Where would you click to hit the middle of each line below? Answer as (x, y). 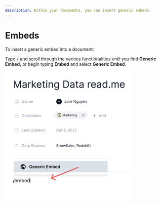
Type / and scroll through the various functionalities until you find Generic (81, 59)
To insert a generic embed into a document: (50, 49)
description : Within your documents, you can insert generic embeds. (78, 10)
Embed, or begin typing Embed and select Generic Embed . (66, 64)
